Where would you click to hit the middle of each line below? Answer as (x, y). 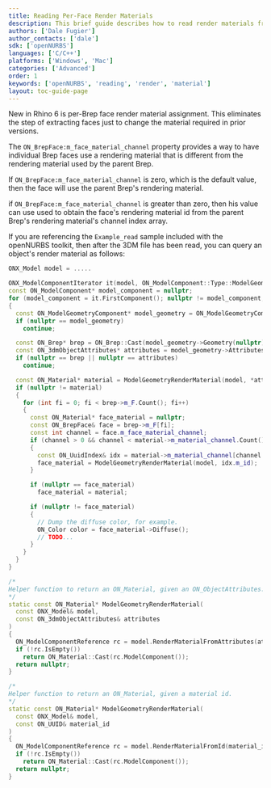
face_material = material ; (83, 493)
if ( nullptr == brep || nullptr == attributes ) (97, 358)
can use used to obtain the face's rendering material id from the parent (126, 213)
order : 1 (23, 76)
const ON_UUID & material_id (63, 724)
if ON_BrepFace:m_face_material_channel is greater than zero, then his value (133, 204)
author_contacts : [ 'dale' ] (54, 38)
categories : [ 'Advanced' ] (52, 69)
